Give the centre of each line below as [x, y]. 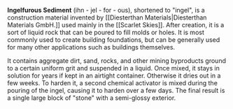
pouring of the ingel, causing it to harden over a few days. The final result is [116, 90]
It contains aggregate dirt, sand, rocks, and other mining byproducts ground [116, 61]
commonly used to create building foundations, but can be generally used [114, 40]
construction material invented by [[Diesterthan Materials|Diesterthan [107, 17]
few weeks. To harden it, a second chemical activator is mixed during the [113, 83]
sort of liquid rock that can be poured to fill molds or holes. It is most [106, 32]
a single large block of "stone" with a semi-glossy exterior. [92, 98]
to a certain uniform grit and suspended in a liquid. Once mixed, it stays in [114, 68]
